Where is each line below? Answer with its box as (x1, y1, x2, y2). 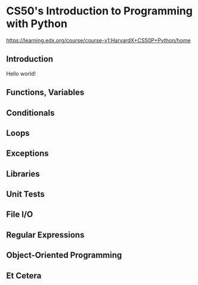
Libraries (6, 169, 40, 179)
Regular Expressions (6, 229, 85, 240)
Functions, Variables (6, 87, 85, 98)
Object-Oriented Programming (6, 250, 122, 260)
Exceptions (6, 148, 49, 159)
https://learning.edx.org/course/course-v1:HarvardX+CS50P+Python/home (6, 37, 191, 44)
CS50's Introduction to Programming (6, 4, 193, 18)
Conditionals (6, 108, 55, 118)
